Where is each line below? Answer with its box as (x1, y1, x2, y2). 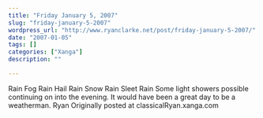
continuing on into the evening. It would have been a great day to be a (8, 92, 235, 101)
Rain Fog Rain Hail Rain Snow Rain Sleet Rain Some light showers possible (8, 83, 249, 93)
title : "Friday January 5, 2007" (8, 11, 118, 20)
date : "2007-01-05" (8, 33, 73, 42)
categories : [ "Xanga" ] (8, 48, 83, 56)
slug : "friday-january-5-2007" (8, 19, 111, 27)
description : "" (8, 56, 62, 64)
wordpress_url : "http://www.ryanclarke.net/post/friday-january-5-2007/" (8, 26, 257, 34)
